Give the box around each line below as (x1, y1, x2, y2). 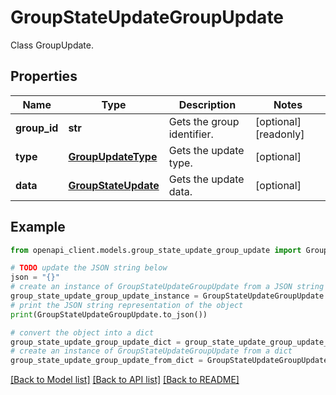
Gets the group (168, 114, 240, 128)
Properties (10, 68, 78, 85)
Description (178, 97, 237, 111)
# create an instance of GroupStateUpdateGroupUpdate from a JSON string (10, 282, 325, 292)
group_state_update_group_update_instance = (10, 291, 199, 301)
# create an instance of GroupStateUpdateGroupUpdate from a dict (10, 346, 293, 356)
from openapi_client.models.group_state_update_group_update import (10, 245, 302, 255)
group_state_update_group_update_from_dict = (10, 356, 203, 366)
